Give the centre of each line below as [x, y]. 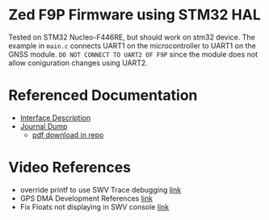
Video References [70, 168]
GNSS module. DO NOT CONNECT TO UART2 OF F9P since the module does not [133, 54]
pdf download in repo [68, 135]
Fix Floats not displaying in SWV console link [95, 206]
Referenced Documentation [103, 95]
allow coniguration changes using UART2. [78, 63]
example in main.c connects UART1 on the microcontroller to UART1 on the [132, 45]
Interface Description [55, 118]
